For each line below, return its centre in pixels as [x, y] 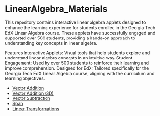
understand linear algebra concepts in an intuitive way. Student [69, 58]
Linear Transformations [36, 109]
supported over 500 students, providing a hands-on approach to [70, 38]
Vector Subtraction [31, 98]
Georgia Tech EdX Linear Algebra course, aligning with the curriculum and [80, 73]
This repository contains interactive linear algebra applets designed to [76, 22]
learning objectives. [25, 78]
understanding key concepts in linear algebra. [51, 43]
